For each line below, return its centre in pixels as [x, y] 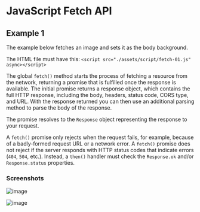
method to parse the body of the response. [59, 108]
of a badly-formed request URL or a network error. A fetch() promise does [98, 144]
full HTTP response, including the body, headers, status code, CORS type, [98, 95]
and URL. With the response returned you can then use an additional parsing [100, 101]
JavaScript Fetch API [59, 11]
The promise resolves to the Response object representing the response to [97, 119]
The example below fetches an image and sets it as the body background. [97, 47]
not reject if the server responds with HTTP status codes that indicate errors [100, 150]
